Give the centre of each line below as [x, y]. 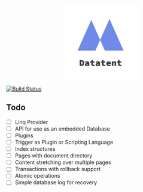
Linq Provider [31, 122]
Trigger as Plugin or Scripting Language [64, 142]
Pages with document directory [54, 156]
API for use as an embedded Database [63, 128]
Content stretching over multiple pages [63, 162]
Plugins [24, 135]
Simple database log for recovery [56, 182]
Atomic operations [37, 176]
